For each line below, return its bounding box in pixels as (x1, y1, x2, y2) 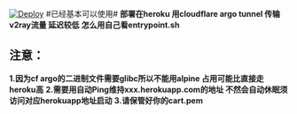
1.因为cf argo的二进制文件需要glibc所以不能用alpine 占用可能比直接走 (9, 72, 264, 83)
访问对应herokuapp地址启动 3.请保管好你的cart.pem (9, 95, 204, 105)
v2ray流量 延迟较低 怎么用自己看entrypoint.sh (9, 19, 180, 30)
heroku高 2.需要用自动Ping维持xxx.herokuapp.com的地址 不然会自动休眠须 (9, 84, 288, 95)
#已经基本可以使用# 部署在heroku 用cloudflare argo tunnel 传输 (45, 9, 281, 19)
